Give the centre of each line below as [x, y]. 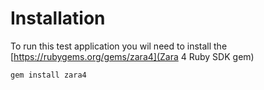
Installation [58, 18]
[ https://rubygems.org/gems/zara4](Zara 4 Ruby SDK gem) [132, 56]
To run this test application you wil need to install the [119, 46]
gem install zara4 [48, 75]
